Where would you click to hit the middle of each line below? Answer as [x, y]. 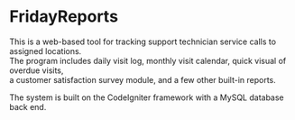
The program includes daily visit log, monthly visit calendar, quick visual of [148, 60]
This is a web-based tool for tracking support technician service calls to [143, 42]
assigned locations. [46, 51]
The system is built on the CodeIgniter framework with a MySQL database [147, 97]
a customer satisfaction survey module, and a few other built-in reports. [143, 79]
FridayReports [64, 17]
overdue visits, [37, 70]
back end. [28, 106]
